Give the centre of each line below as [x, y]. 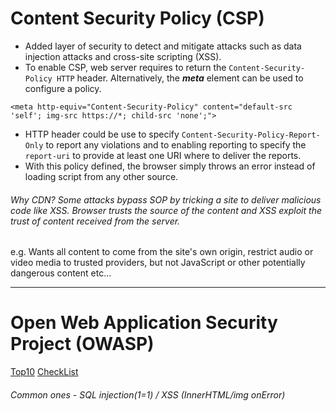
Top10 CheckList [44, 372]
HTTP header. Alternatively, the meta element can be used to [180, 78]
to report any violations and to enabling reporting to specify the [176, 144]
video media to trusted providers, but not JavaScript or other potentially [158, 263]
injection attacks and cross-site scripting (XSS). [123, 56]
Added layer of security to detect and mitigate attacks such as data [163, 46]
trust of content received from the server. [95, 221]
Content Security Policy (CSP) [137, 18]
